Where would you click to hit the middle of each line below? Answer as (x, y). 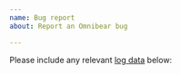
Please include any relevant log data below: (91, 60)
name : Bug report (42, 18)
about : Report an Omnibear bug (69, 26)
